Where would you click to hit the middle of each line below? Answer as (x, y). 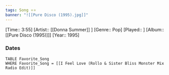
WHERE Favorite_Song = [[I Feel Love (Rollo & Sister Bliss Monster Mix (85, 63)
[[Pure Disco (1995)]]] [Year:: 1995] (42, 35)
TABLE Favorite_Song (27, 59)
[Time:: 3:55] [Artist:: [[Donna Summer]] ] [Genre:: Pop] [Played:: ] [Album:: (85, 29)
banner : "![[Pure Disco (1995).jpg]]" (47, 15)
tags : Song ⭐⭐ (21, 10)
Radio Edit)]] (21, 68)
